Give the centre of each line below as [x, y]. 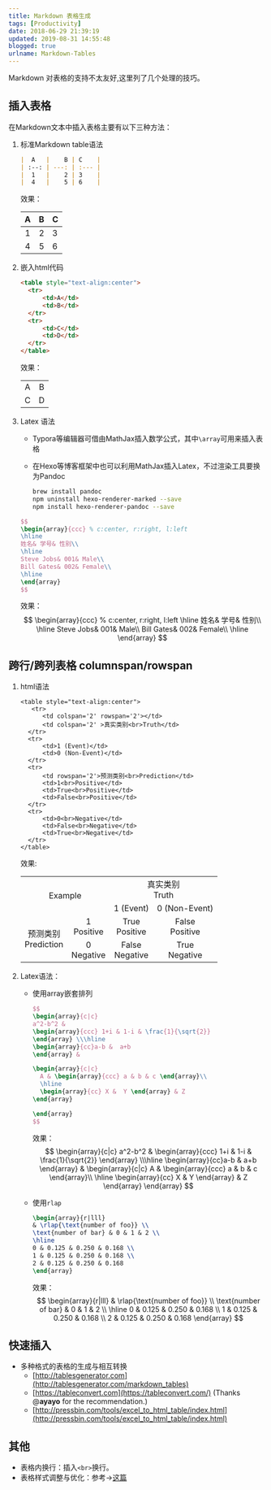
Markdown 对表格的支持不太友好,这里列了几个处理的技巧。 [106, 78]
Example [65, 896]
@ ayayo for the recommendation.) [90, 1401]
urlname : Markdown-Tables [52, 54]
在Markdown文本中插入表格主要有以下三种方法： [90, 127]
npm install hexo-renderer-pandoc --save [103, 506]
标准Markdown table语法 [62, 144]
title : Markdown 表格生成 [50, 16]
